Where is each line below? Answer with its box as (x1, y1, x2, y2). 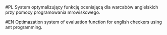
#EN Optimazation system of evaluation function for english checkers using (5, 19, 162, 25)
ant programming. (5, 24, 43, 30)
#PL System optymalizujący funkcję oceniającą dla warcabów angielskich (5, 4, 158, 10)
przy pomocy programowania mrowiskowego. (5, 9, 101, 15)
